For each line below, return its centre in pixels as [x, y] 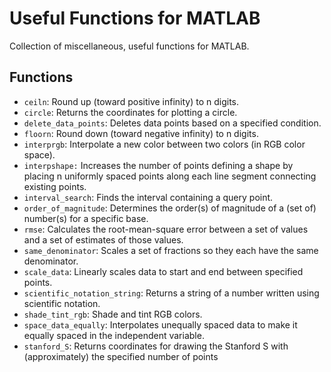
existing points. [55, 186]
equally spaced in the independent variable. [114, 335]
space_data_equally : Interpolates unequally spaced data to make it [160, 324]
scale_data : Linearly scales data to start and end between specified [163, 271]
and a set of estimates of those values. [103, 239]
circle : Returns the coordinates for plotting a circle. [130, 112]
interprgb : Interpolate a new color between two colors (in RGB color [164, 144]
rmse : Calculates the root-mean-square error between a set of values [166, 229]
